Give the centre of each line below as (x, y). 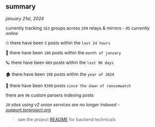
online (12, 33)
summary (21, 7)
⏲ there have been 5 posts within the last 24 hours (58, 43)
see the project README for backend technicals (67, 119)
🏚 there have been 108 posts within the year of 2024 (60, 74)
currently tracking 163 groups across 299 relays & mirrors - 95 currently (78, 28)
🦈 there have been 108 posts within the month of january (63, 53)
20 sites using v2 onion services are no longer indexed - (63, 104)
